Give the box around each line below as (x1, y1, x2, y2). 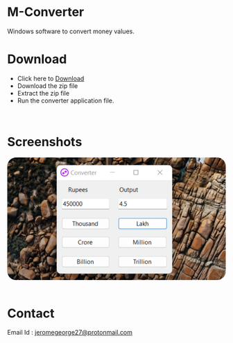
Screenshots (7, 134, 83, 150)
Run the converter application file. (17, 96, 114, 105)
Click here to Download (17, 74, 85, 82)
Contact (7, 306, 55, 321)
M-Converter (7, 4, 85, 20)
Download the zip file (17, 81, 78, 90)
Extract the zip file (17, 89, 70, 97)
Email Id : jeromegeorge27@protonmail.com (7, 328, 133, 337)
